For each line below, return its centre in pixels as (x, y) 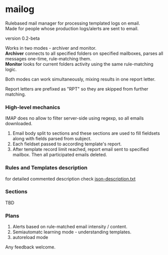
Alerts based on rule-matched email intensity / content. (70, 227)
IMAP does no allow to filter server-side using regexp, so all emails (74, 118)
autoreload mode (30, 237)
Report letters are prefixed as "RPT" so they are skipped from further (77, 89)
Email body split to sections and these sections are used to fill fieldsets (86, 133)
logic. (11, 69)
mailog (20, 9)
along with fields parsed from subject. (52, 139)
